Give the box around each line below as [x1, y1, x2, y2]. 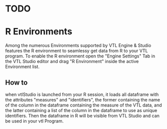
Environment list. [5, 63, 40, 70]
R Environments [5, 26, 72, 37]
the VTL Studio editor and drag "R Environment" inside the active [5, 58, 139, 64]
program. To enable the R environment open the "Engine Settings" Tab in [5, 53, 155, 59]
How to [5, 78, 28, 86]
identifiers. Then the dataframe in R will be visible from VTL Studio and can [5, 112, 160, 118]
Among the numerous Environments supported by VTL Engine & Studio [5, 42, 151, 48]
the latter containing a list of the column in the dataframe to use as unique [5, 107, 157, 113]
